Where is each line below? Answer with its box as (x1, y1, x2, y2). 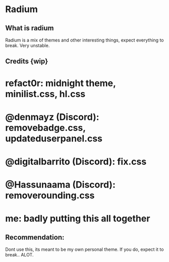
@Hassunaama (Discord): (5, 179, 116, 191)
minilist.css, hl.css (5, 88, 86, 100)
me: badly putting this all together (5, 213, 150, 225)
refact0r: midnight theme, (5, 77, 116, 89)
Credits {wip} (5, 57, 48, 66)
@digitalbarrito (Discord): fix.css (5, 156, 147, 167)
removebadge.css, (5, 122, 86, 134)
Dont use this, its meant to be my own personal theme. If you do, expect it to (5, 246, 164, 252)
